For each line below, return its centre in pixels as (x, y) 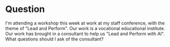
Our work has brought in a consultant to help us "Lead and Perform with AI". (85, 33)
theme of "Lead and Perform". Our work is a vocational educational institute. (85, 28)
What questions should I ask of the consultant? (54, 39)
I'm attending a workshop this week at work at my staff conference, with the (85, 23)
